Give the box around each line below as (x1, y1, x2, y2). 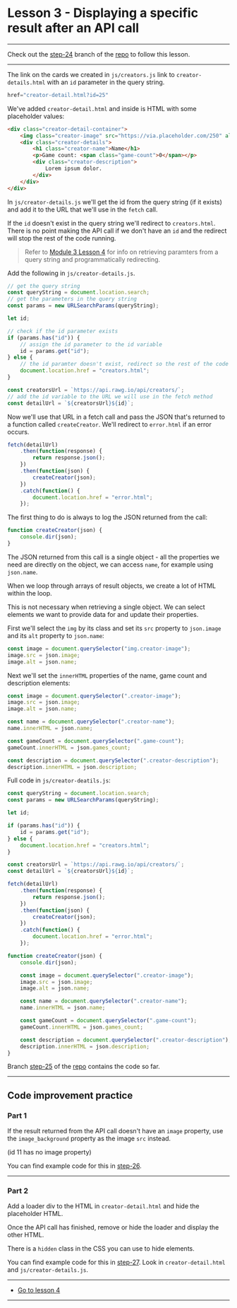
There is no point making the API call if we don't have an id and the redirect (7, 226, 227, 235)
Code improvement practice (7, 1089, 133, 1101)
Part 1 (7, 1111, 27, 1121)
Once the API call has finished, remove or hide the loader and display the (7, 1223, 219, 1232)
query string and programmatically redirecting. (24, 255, 161, 263)
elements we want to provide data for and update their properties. (7, 610, 199, 618)
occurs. (7, 427, 30, 436)
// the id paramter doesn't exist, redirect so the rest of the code (20, 361, 229, 368)
